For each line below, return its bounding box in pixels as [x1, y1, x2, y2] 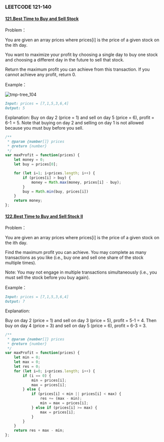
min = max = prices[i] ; [40, 401, 89, 406]
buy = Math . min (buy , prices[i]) [23, 189, 89, 194]
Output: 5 [5, 106, 25, 110]
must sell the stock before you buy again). [5, 275, 90, 280]
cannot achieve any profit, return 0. [5, 72, 76, 78]
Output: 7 [5, 299, 25, 304]
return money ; [14, 198, 43, 203]
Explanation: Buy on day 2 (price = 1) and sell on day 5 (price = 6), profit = [5, 114, 155, 120]
